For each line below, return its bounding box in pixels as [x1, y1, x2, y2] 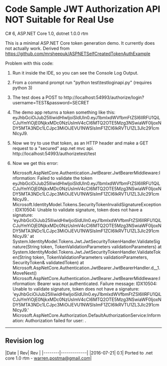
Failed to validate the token [37, 175, 93, 181]
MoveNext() [12, 270, 37, 276]
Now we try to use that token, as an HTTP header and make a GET [12, 140, 149, 146]
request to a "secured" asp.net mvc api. [12, 145, 94, 151]
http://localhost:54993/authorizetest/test [12, 150, 96, 156]
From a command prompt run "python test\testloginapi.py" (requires [12, 79, 152, 85]
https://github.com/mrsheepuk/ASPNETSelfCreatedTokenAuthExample [5, 51, 151, 57]
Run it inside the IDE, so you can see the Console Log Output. [12, 70, 139, 75]
